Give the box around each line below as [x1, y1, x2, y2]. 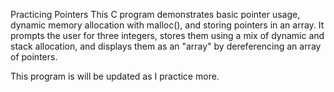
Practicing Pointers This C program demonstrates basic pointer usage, [10, 9, 301, 20]
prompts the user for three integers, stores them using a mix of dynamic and [10, 30, 325, 41]
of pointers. [10, 51, 58, 63]
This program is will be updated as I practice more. [10, 70, 220, 82]
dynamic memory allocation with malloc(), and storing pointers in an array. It [10, 19, 325, 31]
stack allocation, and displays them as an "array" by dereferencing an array [10, 40, 322, 52]
